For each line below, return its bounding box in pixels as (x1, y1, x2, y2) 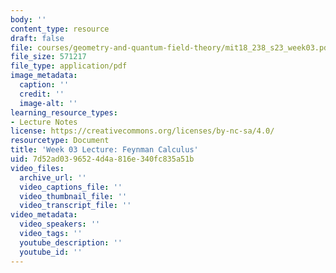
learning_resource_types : (10, 107, 118, 118)
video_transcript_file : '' (19, 201, 132, 211)
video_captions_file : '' (19, 182, 123, 192)
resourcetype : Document (10, 136, 110, 146)
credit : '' (19, 89, 65, 99)
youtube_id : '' (19, 247, 83, 257)
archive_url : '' (19, 172, 87, 183)
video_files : (10, 163, 65, 173)
